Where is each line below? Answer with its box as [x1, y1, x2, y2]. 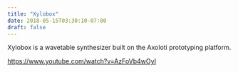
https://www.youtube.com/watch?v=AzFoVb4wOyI [7, 57, 157, 66]
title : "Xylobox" [7, 10, 59, 18]
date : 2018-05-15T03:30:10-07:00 [7, 17, 107, 24]
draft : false [7, 24, 46, 31]
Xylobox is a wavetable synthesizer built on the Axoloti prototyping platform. [7, 43, 232, 52]
